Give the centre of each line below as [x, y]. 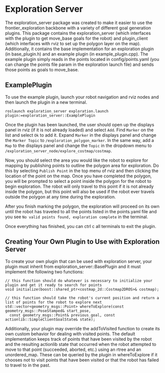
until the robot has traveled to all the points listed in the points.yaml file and [81, 211]
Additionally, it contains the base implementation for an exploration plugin [79, 49]
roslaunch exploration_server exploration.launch [57, 111]
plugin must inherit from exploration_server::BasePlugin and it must [73, 266]
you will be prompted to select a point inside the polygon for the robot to [78, 181]
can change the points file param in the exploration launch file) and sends [80, 64]
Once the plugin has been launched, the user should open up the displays [80, 124]
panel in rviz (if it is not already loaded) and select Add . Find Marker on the [79, 130]
